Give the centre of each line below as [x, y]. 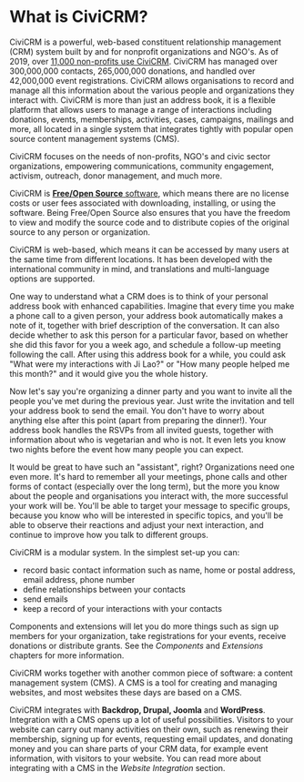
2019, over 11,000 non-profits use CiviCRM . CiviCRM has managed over [144, 61]
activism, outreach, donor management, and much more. [116, 176]
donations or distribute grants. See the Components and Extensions [137, 645]
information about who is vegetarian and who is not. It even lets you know [148, 440]
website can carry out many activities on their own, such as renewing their [149, 729]
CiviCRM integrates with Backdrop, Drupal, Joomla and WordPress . [137, 710]
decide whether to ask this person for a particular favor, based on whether [149, 335]
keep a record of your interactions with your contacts [122, 608]
